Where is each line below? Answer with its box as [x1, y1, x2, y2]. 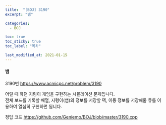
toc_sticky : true [5, 39, 41, 44]
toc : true [5, 34, 26, 40]
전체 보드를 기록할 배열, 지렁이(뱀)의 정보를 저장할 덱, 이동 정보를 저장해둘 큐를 [5, 97, 156, 103]
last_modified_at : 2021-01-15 [5, 53, 68, 58]
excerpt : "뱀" [5, 12, 33, 17]
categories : [5, 21, 30, 26]
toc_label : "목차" [5, 44, 41, 49]
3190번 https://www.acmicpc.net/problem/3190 [5, 80, 102, 86]
